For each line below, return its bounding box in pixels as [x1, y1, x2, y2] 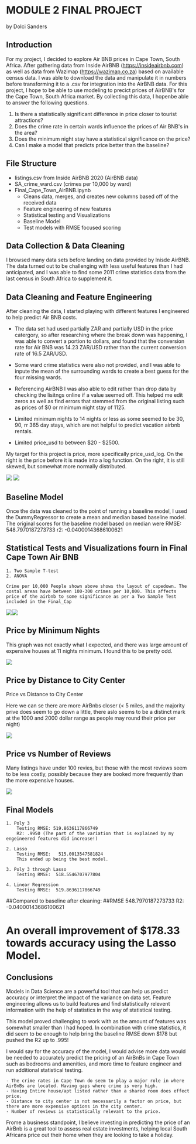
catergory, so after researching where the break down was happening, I [14, 332, 188, 339]
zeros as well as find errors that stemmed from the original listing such [14, 398, 185, 405]
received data [23, 199, 57, 206]
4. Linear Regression [6, 882, 59, 888]
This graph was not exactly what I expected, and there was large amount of [6, 641, 188, 648]
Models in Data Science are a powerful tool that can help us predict [6, 988, 169, 995]
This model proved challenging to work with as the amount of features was [6, 1018, 187, 1025]
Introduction [6, 40, 53, 50]
